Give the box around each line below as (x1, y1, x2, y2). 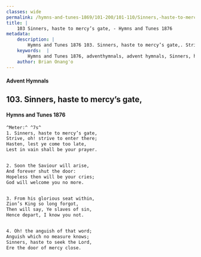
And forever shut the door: (6, 168, 77, 174)
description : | (17, 36, 55, 42)
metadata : (6, 31, 31, 37)
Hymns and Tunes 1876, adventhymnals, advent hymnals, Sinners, (28, 53, 191, 59)
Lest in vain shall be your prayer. (6, 147, 98, 153)
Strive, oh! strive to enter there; (6, 136, 98, 142)
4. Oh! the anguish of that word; (6, 228, 93, 234)
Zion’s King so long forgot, (6, 201, 79, 207)
